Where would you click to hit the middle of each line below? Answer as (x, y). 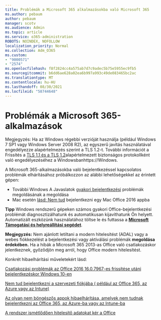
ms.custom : (16, 55)
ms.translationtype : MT (29, 78)
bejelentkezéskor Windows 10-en (39, 274)
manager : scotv (20, 23)
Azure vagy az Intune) (27, 289)
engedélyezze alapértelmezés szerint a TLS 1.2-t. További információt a (77, 150)
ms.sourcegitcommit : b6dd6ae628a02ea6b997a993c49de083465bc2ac (71, 73)
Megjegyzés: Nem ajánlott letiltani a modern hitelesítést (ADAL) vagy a (76, 235)
